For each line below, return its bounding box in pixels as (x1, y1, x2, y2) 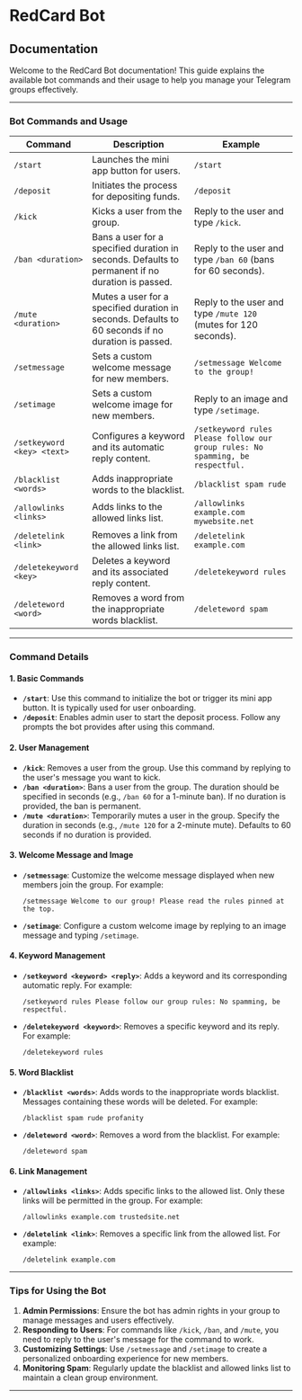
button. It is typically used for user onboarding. (22, 702, 197, 713)
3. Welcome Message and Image (9, 850, 134, 861)
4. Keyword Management (9, 950, 106, 961)
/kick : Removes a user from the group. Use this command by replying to (22, 762, 291, 773)
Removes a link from (92, 529, 178, 541)
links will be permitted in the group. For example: (22, 1195, 204, 1206)
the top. (22, 905, 56, 914)
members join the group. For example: (22, 878, 164, 890)
